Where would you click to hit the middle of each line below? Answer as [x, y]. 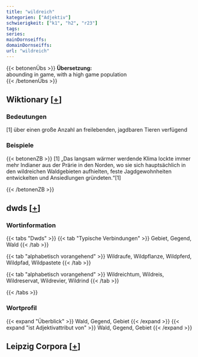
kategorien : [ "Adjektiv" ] [38, 17]
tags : [13, 29]
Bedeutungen [26, 117]
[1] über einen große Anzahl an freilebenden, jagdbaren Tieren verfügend [97, 130]
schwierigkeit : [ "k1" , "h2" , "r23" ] [52, 23]
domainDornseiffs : [29, 46]
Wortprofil [22, 308]
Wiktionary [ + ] [34, 100]
